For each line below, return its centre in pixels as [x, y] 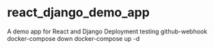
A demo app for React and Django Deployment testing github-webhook [107, 31]
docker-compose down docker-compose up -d [73, 38]
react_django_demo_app [79, 13]
